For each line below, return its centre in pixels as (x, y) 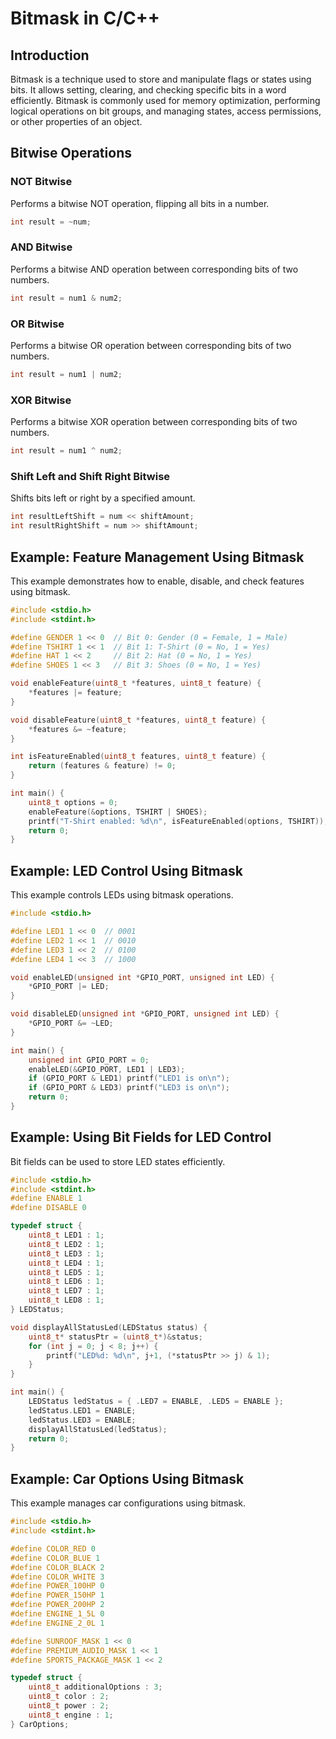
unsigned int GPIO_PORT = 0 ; (89, 1060)
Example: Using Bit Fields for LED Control (141, 1137)
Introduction (50, 55)
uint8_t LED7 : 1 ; (66, 1291)
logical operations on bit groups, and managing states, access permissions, (166, 111)
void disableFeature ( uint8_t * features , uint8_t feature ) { (138, 720)
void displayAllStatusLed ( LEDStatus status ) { (109, 1327)
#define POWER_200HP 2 (57, 1605)
